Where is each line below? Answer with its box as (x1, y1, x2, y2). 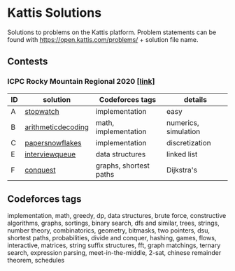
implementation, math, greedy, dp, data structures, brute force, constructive (7, 212, 227, 220)
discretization (166, 138, 211, 147)
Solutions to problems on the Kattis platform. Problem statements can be (7, 28, 217, 36)
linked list (166, 149, 198, 159)
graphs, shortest (95, 161, 150, 170)
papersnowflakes (24, 138, 82, 147)
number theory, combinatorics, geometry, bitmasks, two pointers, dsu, (7, 226, 211, 235)
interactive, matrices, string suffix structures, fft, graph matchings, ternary (7, 241, 221, 249)
